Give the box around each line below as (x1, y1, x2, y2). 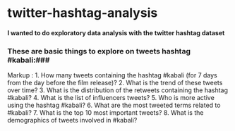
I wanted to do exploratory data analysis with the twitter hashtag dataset (7, 28, 225, 37)
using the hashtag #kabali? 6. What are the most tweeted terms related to (7, 101, 221, 110)
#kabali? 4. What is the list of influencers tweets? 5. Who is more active (7, 94, 215, 102)
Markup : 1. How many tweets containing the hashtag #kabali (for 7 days (7, 71, 217, 80)
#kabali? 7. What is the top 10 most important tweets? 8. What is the (7, 108, 204, 117)
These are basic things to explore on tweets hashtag (7, 46, 191, 56)
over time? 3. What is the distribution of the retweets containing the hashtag (7, 86, 228, 94)
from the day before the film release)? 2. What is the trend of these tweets (7, 79, 223, 87)
